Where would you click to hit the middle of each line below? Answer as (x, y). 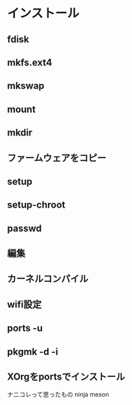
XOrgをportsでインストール (66, 377)
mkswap (26, 86)
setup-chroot (36, 205)
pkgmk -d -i (33, 352)
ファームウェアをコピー (57, 158)
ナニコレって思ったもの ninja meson (58, 395)
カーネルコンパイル (48, 279)
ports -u (25, 328)
